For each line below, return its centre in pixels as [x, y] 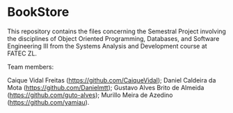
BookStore [38, 12]
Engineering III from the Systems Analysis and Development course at [107, 46]
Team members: [31, 67]
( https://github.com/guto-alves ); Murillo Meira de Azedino [90, 95]
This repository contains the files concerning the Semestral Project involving [116, 31]
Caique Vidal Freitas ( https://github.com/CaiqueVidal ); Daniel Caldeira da [112, 80]
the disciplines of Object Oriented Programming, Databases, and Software [113, 38]
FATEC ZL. [22, 53]
